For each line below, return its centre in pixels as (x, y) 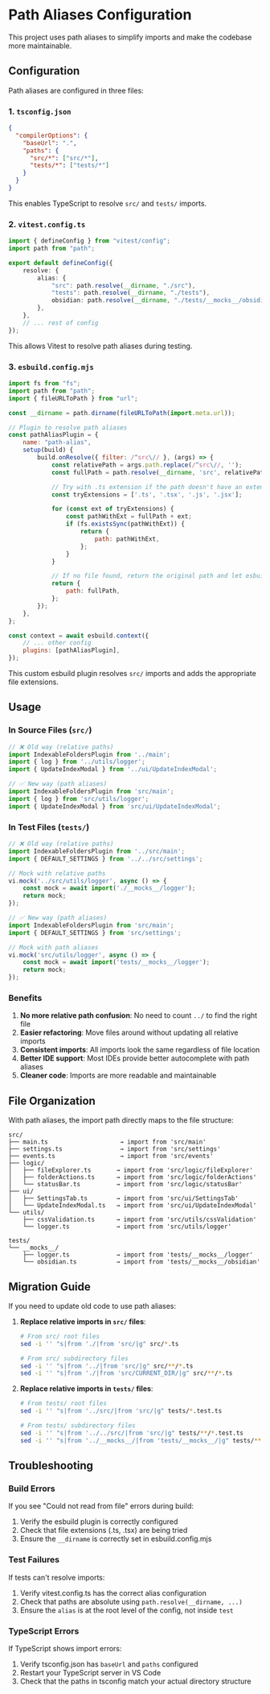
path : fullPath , (93, 591)
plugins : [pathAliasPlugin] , (72, 650)
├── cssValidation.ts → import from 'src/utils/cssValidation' (140, 1220)
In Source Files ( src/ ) (50, 730)
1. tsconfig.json (40, 111)
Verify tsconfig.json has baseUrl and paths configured (109, 1664)
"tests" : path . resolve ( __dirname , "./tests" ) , (131, 293)
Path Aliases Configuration (100, 15)
